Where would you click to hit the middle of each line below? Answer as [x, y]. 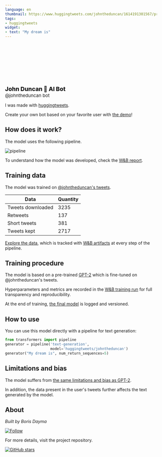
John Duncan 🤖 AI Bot [35, 89]
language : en [18, 9]
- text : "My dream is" [28, 32]
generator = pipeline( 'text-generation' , [47, 345]
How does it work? [34, 130]
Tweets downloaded [30, 207]
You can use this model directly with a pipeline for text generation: [71, 331]
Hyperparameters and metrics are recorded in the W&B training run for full [79, 289]
